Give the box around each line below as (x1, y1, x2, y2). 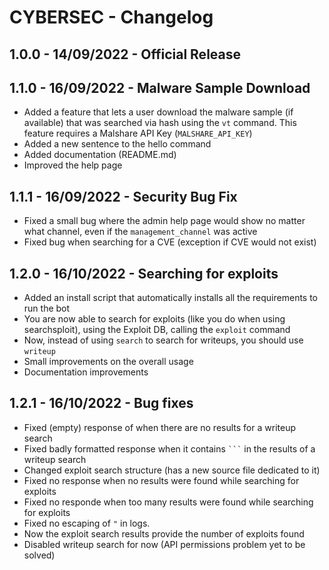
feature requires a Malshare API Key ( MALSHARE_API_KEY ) (23, 127, 253, 140)
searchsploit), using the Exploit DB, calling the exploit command (23, 324, 291, 336)
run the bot (23, 302, 71, 315)
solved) (23, 549, 56, 561)
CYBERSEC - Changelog (9, 6, 214, 29)
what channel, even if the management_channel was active (23, 226, 258, 238)
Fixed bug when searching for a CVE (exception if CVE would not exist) (23, 236, 317, 248)
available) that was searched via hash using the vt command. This (23, 117, 297, 129)
